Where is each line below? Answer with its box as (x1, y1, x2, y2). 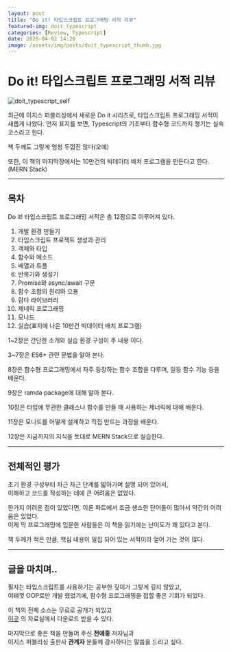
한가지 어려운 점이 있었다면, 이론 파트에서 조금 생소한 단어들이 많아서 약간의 (8, 503, 209, 511)
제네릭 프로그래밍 (17, 304, 64, 312)
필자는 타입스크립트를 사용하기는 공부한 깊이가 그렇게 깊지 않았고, (8, 583, 182, 591)
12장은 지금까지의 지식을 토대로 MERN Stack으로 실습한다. (8, 432, 165, 440)
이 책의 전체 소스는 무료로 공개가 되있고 (8, 606, 112, 614)
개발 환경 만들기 (17, 227, 60, 235)
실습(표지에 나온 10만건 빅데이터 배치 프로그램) (17, 321, 143, 329)
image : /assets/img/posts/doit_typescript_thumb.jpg (8, 42, 162, 49)
